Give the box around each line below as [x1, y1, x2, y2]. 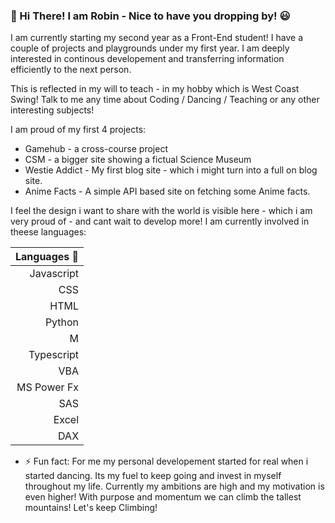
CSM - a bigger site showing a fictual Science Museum [24, 154, 252, 166]
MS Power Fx [16, 380, 80, 394]
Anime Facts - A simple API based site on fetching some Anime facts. [24, 185, 311, 198]
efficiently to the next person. [10, 64, 132, 76]
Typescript [28, 348, 80, 362]
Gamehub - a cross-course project [24, 143, 168, 155]
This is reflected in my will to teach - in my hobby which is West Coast [10, 83, 300, 95]
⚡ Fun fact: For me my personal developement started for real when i [24, 455, 309, 468]
